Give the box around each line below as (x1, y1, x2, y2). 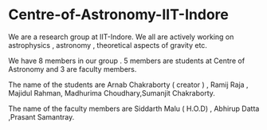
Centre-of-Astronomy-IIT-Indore (8, 6, 229, 24)
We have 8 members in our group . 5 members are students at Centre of (8, 56, 245, 65)
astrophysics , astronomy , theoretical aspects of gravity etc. (8, 40, 207, 49)
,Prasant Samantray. (8, 112, 75, 121)
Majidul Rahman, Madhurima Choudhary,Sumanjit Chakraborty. (8, 88, 215, 97)
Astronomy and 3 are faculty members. (8, 64, 137, 73)
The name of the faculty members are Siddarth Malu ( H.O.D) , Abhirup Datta (8, 104, 260, 113)
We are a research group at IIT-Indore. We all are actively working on (8, 32, 234, 41)
